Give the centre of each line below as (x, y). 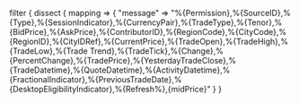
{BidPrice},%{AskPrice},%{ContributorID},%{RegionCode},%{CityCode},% (148, 32)
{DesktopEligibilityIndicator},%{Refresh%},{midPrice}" (110, 89)
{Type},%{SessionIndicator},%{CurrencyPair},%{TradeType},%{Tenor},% (146, 22)
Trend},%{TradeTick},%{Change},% (157, 51)
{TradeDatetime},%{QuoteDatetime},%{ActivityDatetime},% (120, 70)
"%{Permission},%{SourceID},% (231, 13)
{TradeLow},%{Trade (48, 51)
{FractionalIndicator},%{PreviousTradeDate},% (96, 79)
